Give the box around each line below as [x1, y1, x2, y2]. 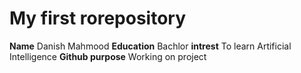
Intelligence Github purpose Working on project [9, 50, 207, 62]
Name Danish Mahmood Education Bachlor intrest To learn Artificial [9, 40, 292, 52]
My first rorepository [9, 7, 187, 30]
